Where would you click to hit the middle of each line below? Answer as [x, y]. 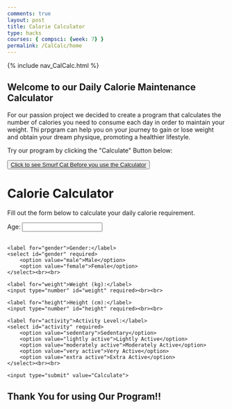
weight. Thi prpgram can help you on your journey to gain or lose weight [110, 130]
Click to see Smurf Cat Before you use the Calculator [78, 165]
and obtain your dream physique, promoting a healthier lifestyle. [99, 137]
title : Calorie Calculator [46, 26]
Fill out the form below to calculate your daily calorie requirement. [101, 213]
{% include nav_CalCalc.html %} [53, 66]
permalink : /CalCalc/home [44, 46]
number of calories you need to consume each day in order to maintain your [116, 122]
